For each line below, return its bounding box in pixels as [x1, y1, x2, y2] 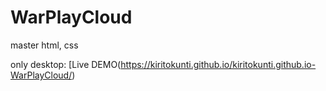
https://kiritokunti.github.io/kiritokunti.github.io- [120, 58, 317, 70]
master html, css [10, 39, 79, 51]
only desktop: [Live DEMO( [10, 58, 122, 70]
